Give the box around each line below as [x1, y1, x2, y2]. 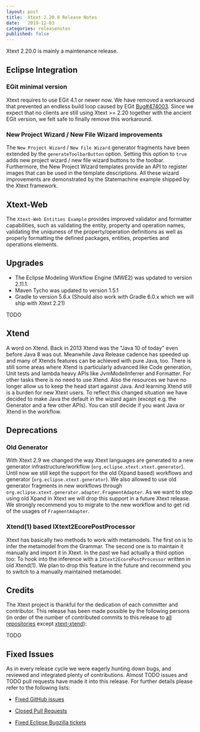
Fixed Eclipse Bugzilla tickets [14, 719, 87, 726]
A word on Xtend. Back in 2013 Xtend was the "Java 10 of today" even [6, 344, 178, 351]
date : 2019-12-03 [6, 20, 55, 26]
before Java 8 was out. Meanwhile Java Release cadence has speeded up [6, 351, 189, 358]
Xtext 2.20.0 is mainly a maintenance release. [6, 47, 118, 54]
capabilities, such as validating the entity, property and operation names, [6, 221, 186, 229]
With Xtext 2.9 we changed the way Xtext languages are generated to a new [6, 457, 194, 464]
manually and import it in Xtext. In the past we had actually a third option [6, 549, 184, 556]
